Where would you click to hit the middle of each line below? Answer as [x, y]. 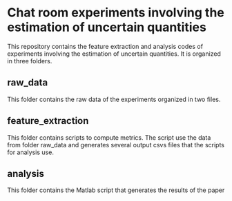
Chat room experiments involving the [116, 13]
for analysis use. [30, 152]
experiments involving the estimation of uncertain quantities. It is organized [114, 54]
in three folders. [30, 61]
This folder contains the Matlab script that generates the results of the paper [116, 190]
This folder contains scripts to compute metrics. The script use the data [109, 137]
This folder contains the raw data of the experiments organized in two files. [114, 99]
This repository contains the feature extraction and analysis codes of [105, 46]
